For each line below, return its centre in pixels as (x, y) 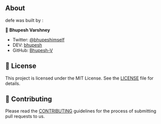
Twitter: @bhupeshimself (38, 39)
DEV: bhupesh (27, 45)
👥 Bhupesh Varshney (28, 30)
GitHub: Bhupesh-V (32, 50)
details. (13, 83)
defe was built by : (24, 20)
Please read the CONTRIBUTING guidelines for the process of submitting (81, 111)
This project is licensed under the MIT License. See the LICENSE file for (79, 78)
